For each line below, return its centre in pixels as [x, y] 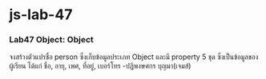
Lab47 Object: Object [52, 40]
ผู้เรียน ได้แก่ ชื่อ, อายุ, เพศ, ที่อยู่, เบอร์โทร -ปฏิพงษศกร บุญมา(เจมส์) [100, 66]
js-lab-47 [41, 15]
